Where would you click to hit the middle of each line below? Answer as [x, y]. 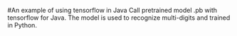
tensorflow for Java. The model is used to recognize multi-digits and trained [119, 18]
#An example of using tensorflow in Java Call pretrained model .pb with [112, 10]
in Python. [22, 25]
